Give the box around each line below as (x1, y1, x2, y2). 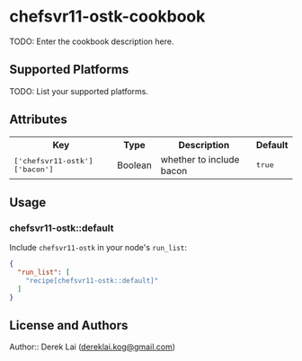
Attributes (9, 112, 67, 128)
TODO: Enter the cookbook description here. (9, 36, 174, 47)
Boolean (116, 159, 153, 172)
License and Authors (9, 318, 129, 333)
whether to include (160, 153, 240, 165)
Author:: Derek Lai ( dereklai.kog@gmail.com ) (9, 341, 176, 352)
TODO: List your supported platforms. (9, 85, 149, 96)
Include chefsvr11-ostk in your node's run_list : (9, 242, 187, 253)
